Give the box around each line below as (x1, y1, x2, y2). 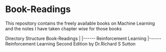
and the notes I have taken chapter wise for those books (5, 25, 122, 31)
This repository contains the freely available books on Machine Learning (5, 20, 155, 26)
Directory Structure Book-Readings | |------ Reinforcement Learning (5, 35, 147, 41)
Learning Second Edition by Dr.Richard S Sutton (37, 40, 136, 46)
